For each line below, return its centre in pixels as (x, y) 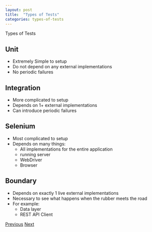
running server (35, 154)
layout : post (19, 10)
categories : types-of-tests (35, 19)
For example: (26, 203)
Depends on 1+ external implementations (55, 105)
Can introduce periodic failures (44, 110)
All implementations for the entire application (66, 149)
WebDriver (31, 160)
